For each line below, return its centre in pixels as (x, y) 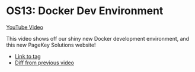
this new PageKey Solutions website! (51, 45)
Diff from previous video (44, 63)
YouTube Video (25, 27)
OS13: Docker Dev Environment (85, 11)
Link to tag (28, 56)
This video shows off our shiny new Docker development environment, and (98, 38)
